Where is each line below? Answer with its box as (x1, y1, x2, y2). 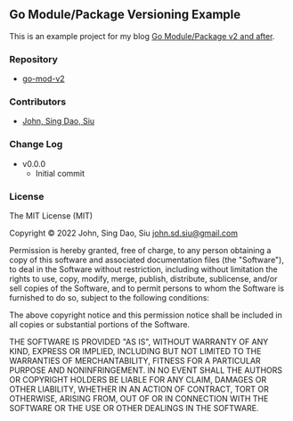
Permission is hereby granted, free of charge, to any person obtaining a (9, 245, 272, 255)
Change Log (9, 138, 63, 151)
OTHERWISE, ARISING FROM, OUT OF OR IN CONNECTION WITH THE (9, 393, 269, 404)
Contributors (9, 95, 67, 108)
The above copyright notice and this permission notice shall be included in (9, 310, 282, 320)
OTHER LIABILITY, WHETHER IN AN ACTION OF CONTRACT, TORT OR (9, 384, 269, 394)
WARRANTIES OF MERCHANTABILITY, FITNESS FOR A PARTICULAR (9, 356, 261, 366)
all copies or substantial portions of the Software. (9, 319, 190, 329)
